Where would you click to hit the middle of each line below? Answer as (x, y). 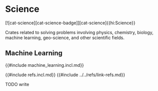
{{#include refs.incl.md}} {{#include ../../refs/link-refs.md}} (65, 75)
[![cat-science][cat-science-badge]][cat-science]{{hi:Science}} (70, 23)
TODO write (17, 84)
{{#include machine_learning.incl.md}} (45, 65)
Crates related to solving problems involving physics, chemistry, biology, (79, 32)
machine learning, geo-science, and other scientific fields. (65, 38)
